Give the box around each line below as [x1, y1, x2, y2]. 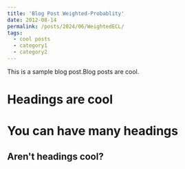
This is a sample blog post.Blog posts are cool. [7, 67, 140, 76]
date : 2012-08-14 [7, 17, 57, 23]
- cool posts [13, 36, 51, 43]
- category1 [13, 42, 48, 49]
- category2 [13, 49, 48, 56]
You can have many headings [7, 123, 179, 139]
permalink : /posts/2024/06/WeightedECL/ [7, 23, 125, 30]
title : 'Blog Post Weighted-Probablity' [7, 10, 125, 17]
